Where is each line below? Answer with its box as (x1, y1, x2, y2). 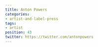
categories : (5, 12, 30, 17)
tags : (5, 21, 16, 26)
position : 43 (5, 30, 32, 35)
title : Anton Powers (5, 7, 48, 12)
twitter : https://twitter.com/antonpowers (5, 35, 94, 40)
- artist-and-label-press (5, 16, 58, 21)
